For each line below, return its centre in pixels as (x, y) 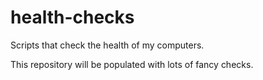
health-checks (72, 17)
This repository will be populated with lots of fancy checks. (132, 64)
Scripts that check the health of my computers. (107, 45)
